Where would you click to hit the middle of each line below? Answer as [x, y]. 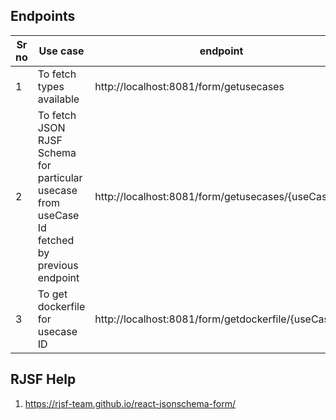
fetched [56, 240]
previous [58, 265]
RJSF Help [43, 379]
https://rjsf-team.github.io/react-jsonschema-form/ [130, 403]
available [58, 99]
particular [60, 177]
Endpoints [43, 16]
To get [52, 294]
